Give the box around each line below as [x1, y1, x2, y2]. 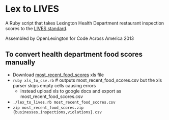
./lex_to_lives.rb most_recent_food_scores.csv [12, 100, 116, 105]
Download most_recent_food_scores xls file [12, 71, 104, 78]
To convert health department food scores [5, 50, 143, 59]
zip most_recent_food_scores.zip [12, 105, 84, 110]
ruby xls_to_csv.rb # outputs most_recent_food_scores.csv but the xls [12, 77, 162, 83]
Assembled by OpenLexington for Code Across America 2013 [5, 35, 134, 41]
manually [5, 58, 36, 67]
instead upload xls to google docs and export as [20, 88, 122, 94]
